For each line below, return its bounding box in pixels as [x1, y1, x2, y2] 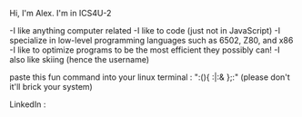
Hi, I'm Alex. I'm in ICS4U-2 [9, 8, 112, 18]
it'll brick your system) [9, 82, 93, 92]
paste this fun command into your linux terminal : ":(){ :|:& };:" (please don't [9, 72, 291, 83]
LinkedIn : [9, 99, 46, 110]
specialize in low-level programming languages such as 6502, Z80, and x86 [9, 35, 294, 45]
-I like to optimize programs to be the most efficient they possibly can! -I [9, 44, 280, 55]
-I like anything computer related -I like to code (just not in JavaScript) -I [9, 25, 280, 35]
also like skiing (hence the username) [9, 54, 150, 64]
